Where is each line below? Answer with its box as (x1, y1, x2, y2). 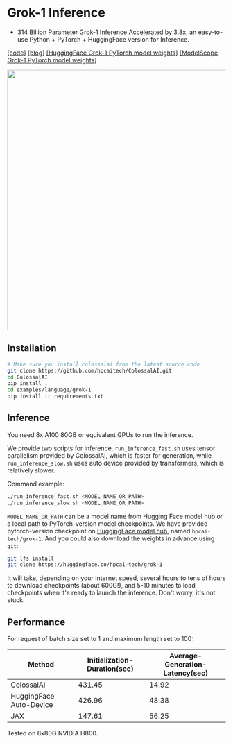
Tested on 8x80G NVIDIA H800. (7, 729, 98, 737)
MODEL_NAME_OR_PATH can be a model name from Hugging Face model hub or (7, 512, 223, 520)
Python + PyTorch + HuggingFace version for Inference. (29, 35, 189, 43)
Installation (7, 342, 57, 355)
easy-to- (198, 28, 223, 36)
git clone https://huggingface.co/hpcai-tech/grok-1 (7, 561, 163, 568)
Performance (7, 616, 66, 628)
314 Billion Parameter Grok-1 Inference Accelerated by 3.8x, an (17, 28, 197, 36)
